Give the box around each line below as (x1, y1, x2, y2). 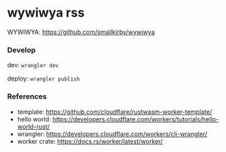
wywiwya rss (7, 5, 85, 21)
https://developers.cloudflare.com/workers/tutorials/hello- (52, 115, 219, 123)
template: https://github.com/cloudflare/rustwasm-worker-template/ (17, 108, 213, 116)
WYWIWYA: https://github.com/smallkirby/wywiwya (7, 28, 155, 36)
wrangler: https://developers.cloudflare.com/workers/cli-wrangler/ (17, 130, 208, 138)
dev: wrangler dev (7, 61, 59, 69)
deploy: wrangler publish (7, 74, 80, 83)
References (7, 92, 47, 101)
